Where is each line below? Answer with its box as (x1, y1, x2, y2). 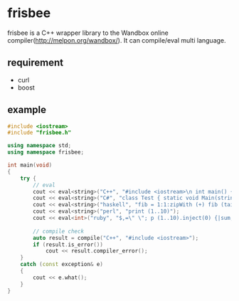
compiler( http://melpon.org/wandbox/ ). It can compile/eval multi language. (7, 36, 226, 44)
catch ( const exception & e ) (20, 261, 103, 268)
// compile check (33, 228, 84, 235)
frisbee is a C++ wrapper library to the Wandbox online (7, 28, 169, 37)
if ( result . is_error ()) (33, 241, 103, 248)
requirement (7, 57, 64, 69)
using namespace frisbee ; (7, 149, 84, 156)
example (7, 104, 47, 116)
